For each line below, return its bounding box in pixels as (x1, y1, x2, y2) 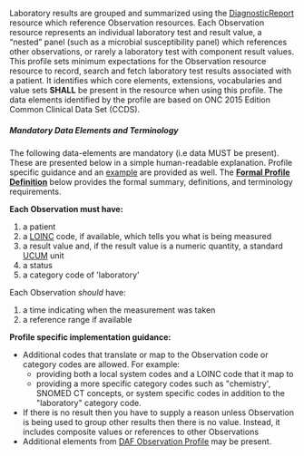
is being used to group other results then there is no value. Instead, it (22, 416, 280, 427)
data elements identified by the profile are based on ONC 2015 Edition (9, 94, 270, 105)
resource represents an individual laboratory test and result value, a (9, 27, 262, 37)
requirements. (9, 186, 62, 197)
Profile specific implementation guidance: (9, 331, 172, 343)
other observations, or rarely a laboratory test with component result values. (9, 46, 295, 57)
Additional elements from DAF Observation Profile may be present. (22, 435, 272, 447)
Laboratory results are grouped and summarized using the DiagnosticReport (9, 8, 295, 18)
